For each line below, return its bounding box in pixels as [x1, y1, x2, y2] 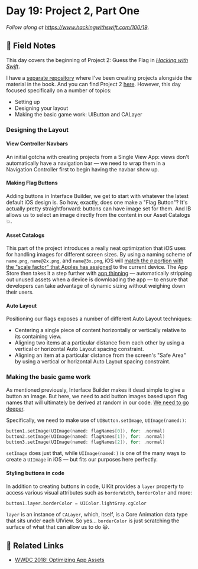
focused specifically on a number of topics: [6, 87, 112, 94]
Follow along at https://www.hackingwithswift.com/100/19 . [6, 24, 150, 31]
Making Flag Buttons [6, 179, 58, 187]
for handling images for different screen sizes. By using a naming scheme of [6, 251, 192, 258]
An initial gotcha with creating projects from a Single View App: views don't [6, 153, 189, 160]
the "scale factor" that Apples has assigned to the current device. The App [6, 264, 188, 271]
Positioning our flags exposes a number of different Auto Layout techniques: [6, 315, 192, 323]
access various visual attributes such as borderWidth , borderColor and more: [6, 489, 192, 496]
